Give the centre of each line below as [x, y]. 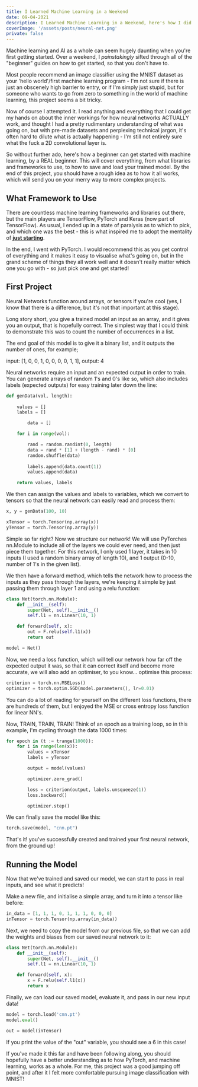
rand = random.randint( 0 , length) [70, 444]
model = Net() [24, 648]
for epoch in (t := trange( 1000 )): [50, 741]
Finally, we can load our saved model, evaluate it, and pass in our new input [98, 997]
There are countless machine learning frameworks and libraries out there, [96, 212]
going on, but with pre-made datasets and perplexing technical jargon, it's [96, 131]
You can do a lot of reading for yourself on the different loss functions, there [99, 700]
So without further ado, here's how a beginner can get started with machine [98, 154]
